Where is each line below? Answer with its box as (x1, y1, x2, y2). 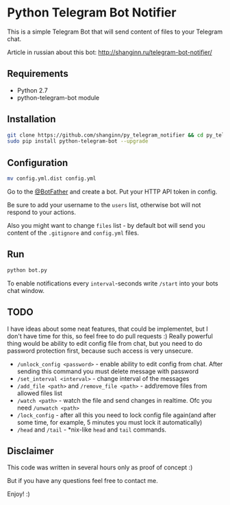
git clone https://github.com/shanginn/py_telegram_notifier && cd (7, 132, 204, 139)
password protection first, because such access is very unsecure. (7, 347, 193, 355)
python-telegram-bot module (16, 93, 100, 102)
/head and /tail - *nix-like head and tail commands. (16, 425, 166, 434)
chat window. (7, 286, 44, 294)
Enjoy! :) (7, 490, 31, 498)
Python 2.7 (16, 86, 48, 94)
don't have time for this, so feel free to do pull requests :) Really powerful (7, 331, 214, 340)
